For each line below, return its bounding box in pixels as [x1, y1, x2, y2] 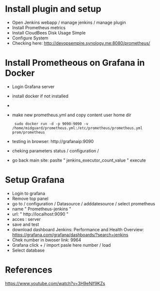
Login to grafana [12, 190, 45, 196]
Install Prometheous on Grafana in [5, 57, 145, 69]
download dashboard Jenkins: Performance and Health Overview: [12, 226, 144, 232]
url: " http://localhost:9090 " [12, 211, 69, 217]
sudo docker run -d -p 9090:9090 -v [14, 121, 89, 126]
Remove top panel [12, 196, 48, 201]
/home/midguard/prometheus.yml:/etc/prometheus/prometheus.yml [12, 126, 143, 130]
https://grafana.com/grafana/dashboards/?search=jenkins [12, 232, 128, 237]
